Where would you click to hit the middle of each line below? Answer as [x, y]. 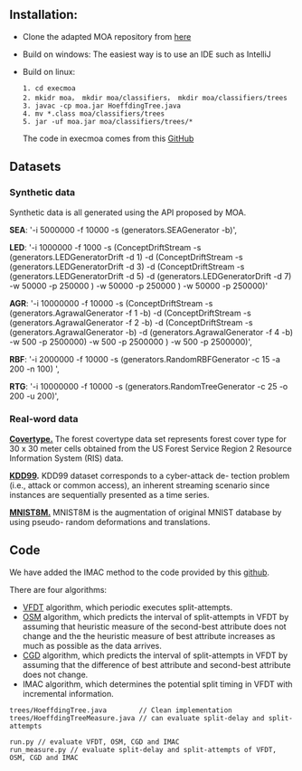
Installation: [44, 15]
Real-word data [44, 419]
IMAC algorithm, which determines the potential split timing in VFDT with [157, 684]
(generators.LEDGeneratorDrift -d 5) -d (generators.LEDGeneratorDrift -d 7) [151, 276]
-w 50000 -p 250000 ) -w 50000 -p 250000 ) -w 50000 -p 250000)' [139, 286]
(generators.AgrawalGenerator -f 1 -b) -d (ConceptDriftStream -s [130, 313]
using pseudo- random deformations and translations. [110, 522]
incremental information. [68, 693]
